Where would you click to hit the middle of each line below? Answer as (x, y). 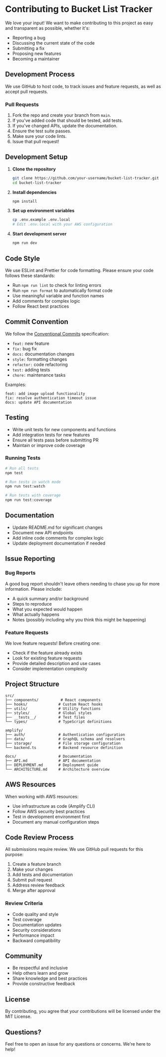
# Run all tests (22, 468)
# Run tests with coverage (33, 496)
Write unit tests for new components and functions (64, 429)
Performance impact (33, 935)
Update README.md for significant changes (57, 527)
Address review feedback (38, 885)
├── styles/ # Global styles (49, 713)
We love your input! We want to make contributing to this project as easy (79, 23)
